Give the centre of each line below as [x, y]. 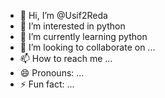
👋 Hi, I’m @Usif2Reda [63, 15]
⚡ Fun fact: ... [47, 84]
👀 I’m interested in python [72, 26]
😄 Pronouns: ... [52, 73]
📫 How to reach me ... [66, 58]
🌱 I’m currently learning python [83, 36]
